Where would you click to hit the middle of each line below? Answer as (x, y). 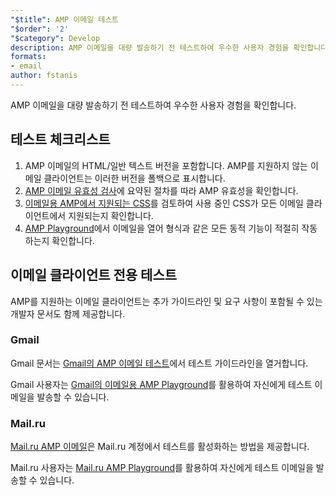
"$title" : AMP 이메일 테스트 (65, 19)
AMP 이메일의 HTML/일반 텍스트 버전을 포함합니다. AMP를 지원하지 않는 (166, 165)
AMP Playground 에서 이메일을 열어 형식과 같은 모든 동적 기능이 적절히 (162, 228)
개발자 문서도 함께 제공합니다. (68, 313)
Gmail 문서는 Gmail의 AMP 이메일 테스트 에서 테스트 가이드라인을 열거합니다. (159, 363)
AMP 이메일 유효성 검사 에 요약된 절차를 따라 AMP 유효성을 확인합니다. (161, 190)
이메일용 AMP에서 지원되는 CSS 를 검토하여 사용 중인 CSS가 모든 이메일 (164, 203)
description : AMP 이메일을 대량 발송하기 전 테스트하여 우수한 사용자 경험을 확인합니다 (169, 47)
